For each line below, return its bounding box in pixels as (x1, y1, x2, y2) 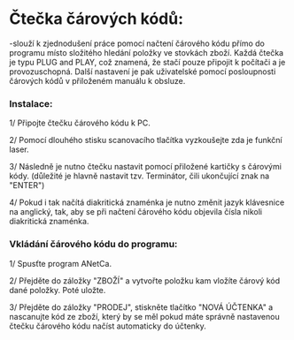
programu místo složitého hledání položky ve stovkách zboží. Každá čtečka (9, 47, 284, 57)
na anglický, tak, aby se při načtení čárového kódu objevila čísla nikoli (9, 207, 263, 217)
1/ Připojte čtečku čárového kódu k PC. (9, 117, 151, 128)
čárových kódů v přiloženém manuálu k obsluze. (9, 75, 186, 86)
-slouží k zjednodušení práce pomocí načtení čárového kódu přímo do (9, 38, 266, 49)
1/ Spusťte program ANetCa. (9, 258, 112, 268)
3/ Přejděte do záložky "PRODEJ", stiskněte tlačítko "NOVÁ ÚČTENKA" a (9, 301, 274, 313)
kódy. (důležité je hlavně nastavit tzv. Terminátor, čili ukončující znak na (9, 170, 270, 181)
